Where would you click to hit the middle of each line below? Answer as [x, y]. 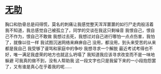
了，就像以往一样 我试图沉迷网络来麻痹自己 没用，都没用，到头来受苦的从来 [80, 42]
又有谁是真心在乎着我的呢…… [43, 66]
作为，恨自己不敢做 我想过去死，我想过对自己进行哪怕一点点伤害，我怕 [84, 36]
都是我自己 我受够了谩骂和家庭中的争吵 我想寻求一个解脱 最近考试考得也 [77, 48]
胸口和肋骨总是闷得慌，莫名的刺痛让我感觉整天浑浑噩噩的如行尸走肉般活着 [79, 24]
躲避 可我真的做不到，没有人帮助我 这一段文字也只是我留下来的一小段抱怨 [78, 60]
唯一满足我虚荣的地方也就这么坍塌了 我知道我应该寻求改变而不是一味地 [84, 54]
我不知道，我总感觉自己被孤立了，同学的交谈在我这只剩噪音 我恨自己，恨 [78, 30]
